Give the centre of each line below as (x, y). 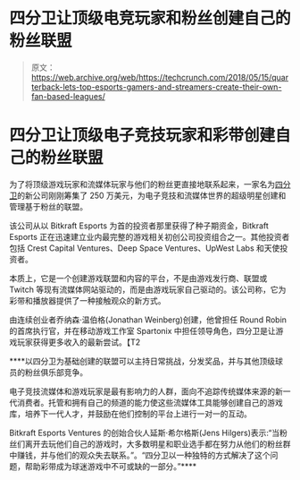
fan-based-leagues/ (68, 96)
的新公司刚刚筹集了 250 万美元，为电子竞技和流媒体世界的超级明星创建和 (152, 195)
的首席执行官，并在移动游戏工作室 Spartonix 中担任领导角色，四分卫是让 (143, 330)
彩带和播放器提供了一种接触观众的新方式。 (87, 300)
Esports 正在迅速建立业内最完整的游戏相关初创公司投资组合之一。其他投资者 (150, 236)
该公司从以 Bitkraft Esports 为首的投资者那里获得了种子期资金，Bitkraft (139, 226)
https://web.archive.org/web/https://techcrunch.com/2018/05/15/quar (159, 77)
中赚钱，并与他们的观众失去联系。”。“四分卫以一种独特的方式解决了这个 (140, 455)
